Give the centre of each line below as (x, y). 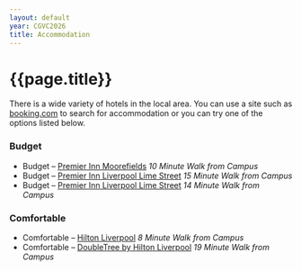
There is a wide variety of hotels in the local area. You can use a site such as (151, 104)
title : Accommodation (50, 34)
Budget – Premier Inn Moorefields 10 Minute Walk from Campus (140, 166)
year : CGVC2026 (38, 26)
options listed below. (47, 123)
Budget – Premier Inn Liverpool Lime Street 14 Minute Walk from (141, 185)
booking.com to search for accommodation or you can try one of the (136, 113)
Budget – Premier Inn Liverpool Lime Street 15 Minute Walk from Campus (157, 176)
